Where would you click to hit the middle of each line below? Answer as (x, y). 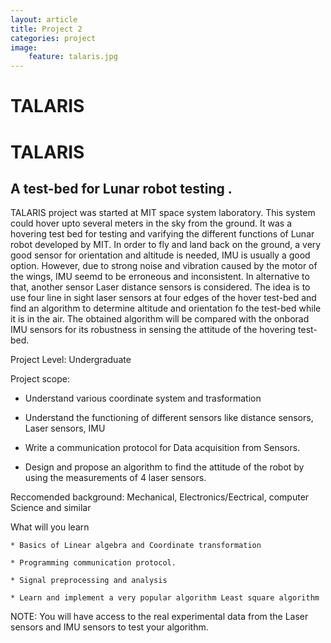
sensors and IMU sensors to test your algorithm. (109, 627)
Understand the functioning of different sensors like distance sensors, (169, 418)
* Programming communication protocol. (93, 563)
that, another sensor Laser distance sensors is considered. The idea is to (160, 287)
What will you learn (50, 527)
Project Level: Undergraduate (71, 360)
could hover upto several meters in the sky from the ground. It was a (151, 223)
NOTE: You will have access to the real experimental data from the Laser (159, 617)
